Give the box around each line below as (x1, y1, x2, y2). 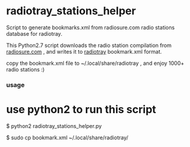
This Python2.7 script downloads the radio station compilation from (6, 42, 172, 49)
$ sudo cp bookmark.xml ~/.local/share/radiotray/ (6, 134, 128, 141)
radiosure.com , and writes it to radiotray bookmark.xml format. (6, 48, 163, 55)
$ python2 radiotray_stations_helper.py (6, 122, 102, 129)
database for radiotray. (6, 30, 63, 37)
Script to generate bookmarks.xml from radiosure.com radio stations (6, 24, 175, 31)
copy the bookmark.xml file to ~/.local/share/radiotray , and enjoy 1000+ (6, 60, 185, 67)
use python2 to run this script (6, 103, 157, 117)
